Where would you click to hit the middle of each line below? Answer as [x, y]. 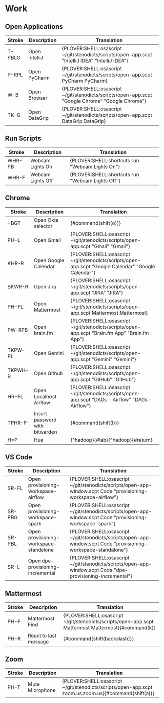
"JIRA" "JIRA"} [107, 293]
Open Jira [45, 286]
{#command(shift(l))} [95, 423]
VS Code [19, 457]
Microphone [42, 690]
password [45, 420]
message [38, 642]
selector [43, 226]
